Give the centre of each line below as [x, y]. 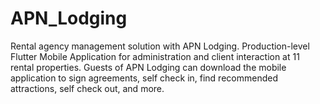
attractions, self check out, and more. [87, 88]
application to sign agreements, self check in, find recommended [144, 78]
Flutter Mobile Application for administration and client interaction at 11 [155, 56]
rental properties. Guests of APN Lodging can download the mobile [148, 67]
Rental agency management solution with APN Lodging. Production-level [160, 46]
